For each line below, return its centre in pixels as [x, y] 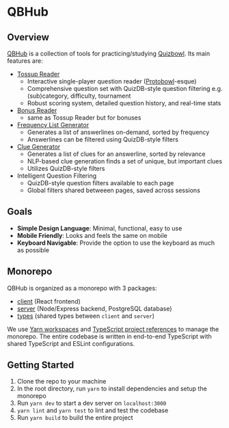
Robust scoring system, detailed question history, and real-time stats [124, 103]
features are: [25, 61]
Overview [28, 37]
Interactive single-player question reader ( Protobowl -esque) [112, 81]
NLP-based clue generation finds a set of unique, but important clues [125, 161]
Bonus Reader [37, 110]
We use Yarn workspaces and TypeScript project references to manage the [113, 329]
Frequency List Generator [53, 125]
